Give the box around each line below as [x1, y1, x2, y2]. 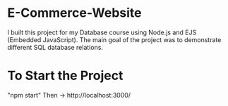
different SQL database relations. [7, 43, 104, 51]
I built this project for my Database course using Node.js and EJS [7, 28, 197, 37]
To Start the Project [7, 68, 124, 84]
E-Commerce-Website [7, 5, 143, 21]
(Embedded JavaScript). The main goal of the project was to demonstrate [7, 35, 222, 44]
